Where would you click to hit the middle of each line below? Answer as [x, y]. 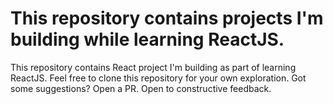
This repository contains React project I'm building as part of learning [153, 67]
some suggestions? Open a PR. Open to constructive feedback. [141, 88]
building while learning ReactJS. [147, 39]
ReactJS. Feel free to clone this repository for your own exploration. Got [158, 78]
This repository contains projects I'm [167, 18]
